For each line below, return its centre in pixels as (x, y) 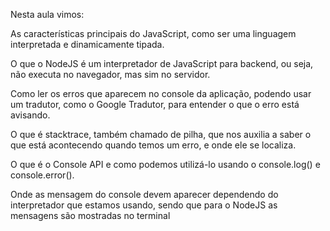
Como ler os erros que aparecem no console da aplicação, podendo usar (161, 93)
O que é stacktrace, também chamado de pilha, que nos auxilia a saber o (161, 134)
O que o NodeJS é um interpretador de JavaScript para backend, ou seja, (162, 63)
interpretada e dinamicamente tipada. (87, 44)
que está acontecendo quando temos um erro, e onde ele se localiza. (153, 145)
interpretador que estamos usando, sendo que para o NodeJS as (144, 205)
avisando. (30, 115)
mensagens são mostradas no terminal (90, 215)
